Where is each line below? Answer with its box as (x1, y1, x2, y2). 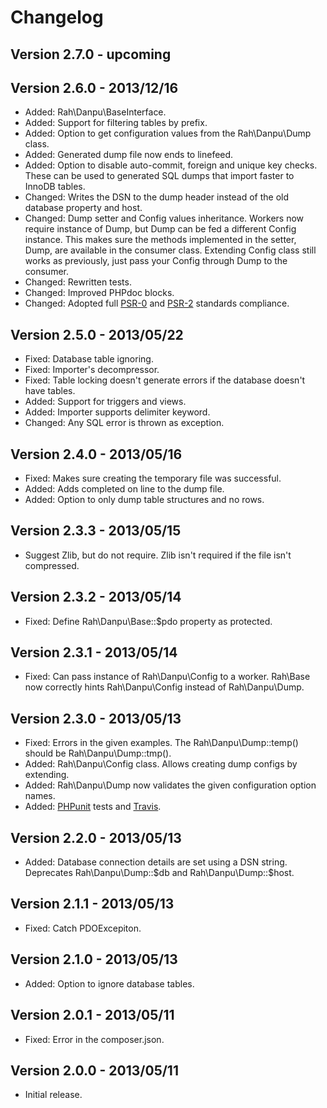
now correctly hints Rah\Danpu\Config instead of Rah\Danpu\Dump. (24, 681, 305, 693)
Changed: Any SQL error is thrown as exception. (24, 417, 225, 429)
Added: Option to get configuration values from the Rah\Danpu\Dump (24, 127, 312, 140)
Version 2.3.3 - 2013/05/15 (10, 522, 182, 540)
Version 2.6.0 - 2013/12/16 (10, 79, 179, 96)
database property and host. (24, 202, 143, 214)
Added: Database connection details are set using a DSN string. (24, 856, 288, 868)
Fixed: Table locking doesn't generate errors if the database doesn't (24, 374, 306, 386)
